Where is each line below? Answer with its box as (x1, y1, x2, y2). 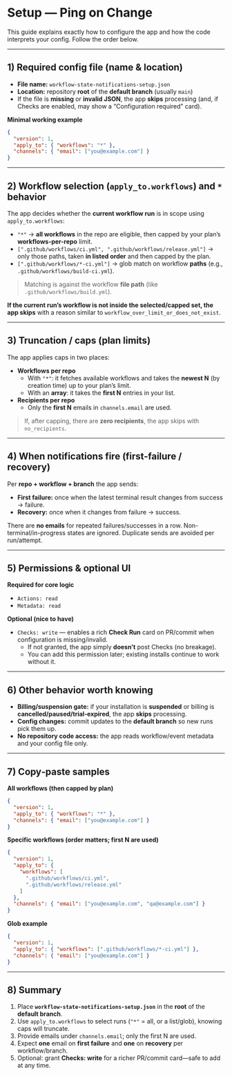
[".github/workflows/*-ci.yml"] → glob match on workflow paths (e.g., (17, 259, 223, 268)
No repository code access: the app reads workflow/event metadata (17, 732, 214, 741)
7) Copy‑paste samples (7, 766, 110, 777)
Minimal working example (7, 115, 83, 124)
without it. (27, 658, 57, 666)
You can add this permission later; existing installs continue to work (27, 650, 220, 658)
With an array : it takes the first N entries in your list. (27, 389, 175, 397)
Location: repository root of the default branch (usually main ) (17, 87, 193, 95)
